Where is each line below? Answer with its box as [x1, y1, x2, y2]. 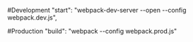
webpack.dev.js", [7, 13, 58, 22]
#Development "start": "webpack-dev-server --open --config [7, 6, 187, 14]
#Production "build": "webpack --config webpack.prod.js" [7, 27, 177, 35]
